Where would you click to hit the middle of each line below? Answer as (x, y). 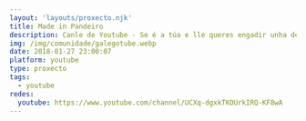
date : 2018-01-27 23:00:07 (61, 52)
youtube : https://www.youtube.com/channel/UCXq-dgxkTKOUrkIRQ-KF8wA (150, 102)
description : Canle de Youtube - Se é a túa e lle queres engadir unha (148, 35)
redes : (22, 94)
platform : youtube (44, 60)
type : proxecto (38, 69)
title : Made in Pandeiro (56, 26)
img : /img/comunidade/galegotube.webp (83, 43)
